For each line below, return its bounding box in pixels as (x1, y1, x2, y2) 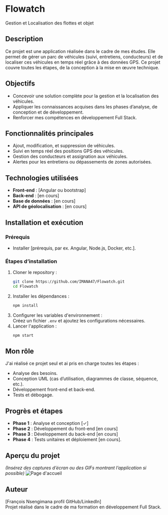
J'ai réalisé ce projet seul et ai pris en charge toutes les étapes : (5, 360, 139, 367)
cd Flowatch (12, 284, 38, 289)
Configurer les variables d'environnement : (12, 312, 103, 318)
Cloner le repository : (12, 269, 58, 276)
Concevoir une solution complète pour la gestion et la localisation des (12, 93, 159, 99)
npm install (12, 303, 38, 308)
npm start (12, 333, 34, 338)
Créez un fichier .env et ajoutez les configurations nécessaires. (12, 317, 146, 323)
